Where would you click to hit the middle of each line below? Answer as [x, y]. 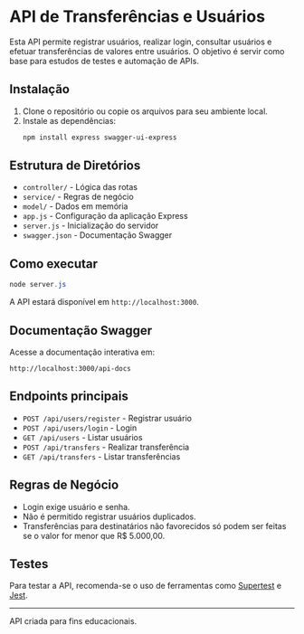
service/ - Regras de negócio [78, 197]
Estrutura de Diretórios [75, 166]
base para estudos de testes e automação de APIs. [104, 61]
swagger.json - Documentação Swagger [97, 235]
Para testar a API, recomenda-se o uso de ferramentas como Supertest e [146, 586]
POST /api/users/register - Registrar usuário [107, 418]
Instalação [40, 89]
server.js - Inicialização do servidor [90, 226]
